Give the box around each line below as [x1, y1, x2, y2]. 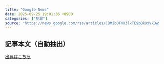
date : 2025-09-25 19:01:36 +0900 [5, 12, 73, 16]
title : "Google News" [5, 7, 49, 12]
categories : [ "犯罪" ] [5, 16, 48, 21]
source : [5, 20, 21, 26]
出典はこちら [5, 54, 31, 60]
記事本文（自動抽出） [5, 40, 69, 48]
